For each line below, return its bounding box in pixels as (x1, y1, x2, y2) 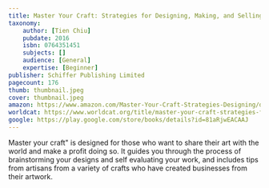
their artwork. (8, 171, 54, 181)
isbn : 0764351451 (22, 42, 81, 50)
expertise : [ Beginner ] (22, 64, 98, 72)
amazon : (8, 101, 34, 109)
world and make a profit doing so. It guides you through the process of (8, 146, 242, 156)
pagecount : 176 (8, 78, 59, 86)
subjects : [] (22, 49, 66, 57)
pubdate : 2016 (22, 34, 70, 42)
